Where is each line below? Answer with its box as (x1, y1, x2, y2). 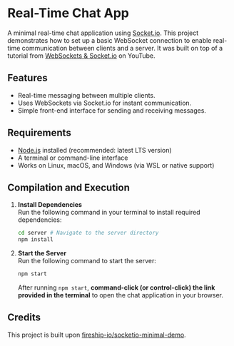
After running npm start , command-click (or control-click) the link (17, 283, 215, 292)
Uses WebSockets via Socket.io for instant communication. (17, 98, 192, 107)
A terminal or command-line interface (17, 153, 128, 162)
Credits (7, 312, 41, 324)
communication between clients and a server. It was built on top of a (21, 44, 223, 52)
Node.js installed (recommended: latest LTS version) (17, 146, 173, 154)
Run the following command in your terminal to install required (17, 208, 201, 217)
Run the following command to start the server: (17, 257, 157, 265)
